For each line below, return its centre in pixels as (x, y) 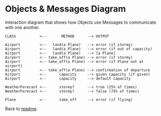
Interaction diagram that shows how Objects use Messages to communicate (80, 22)
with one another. (22, 27)
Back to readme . (21, 109)
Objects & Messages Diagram (66, 9)
